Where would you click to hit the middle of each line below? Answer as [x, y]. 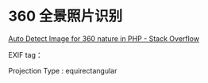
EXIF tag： [26, 55]
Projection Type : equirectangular [63, 70]
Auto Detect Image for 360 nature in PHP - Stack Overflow [104, 38]
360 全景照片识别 [65, 16]
